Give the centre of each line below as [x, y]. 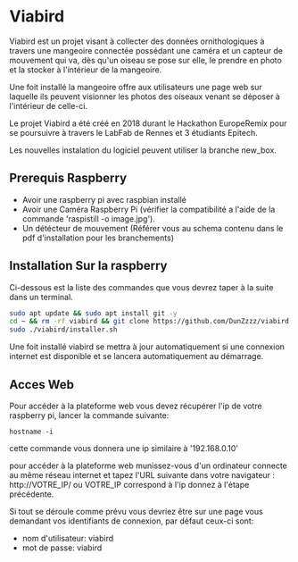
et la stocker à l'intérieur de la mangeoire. [86, 70]
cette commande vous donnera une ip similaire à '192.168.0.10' [124, 448]
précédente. [32, 494]
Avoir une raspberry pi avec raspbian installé [104, 199]
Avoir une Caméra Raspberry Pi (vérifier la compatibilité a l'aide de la [149, 209]
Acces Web [41, 385]
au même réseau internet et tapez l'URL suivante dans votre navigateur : [142, 475]
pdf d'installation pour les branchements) [98, 238]
